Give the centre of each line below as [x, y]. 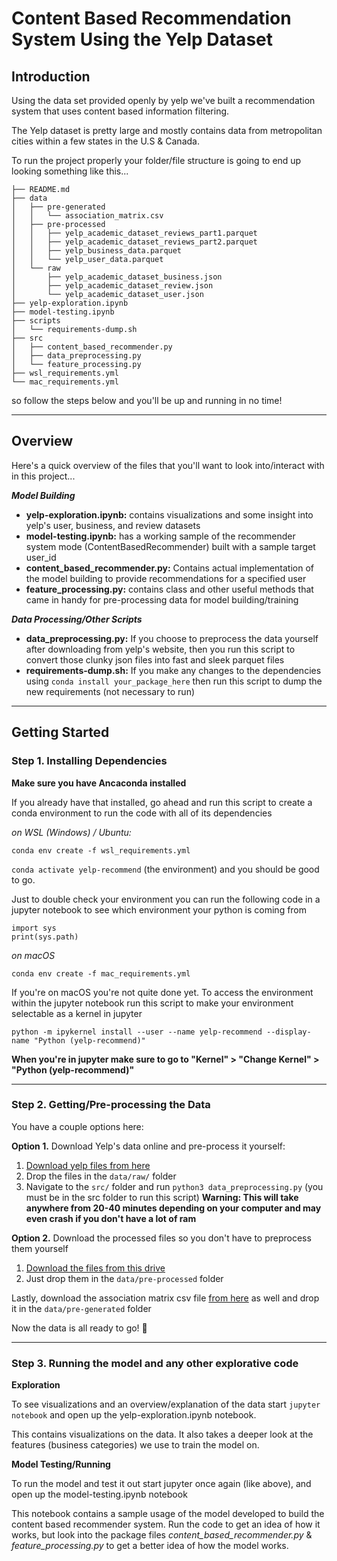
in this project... [43, 476]
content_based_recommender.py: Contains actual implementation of [169, 568]
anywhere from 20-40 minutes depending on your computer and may [173, 1208]
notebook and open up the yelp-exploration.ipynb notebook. [134, 1415]
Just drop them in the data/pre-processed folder [124, 1278]
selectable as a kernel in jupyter [77, 1013]
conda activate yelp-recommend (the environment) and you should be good [165, 869]
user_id [41, 557]
